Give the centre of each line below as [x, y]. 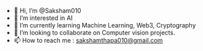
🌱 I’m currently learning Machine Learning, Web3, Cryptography [105, 25]
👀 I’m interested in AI [43, 18]
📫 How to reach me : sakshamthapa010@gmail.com [88, 40]
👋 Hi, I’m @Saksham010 [47, 11]
